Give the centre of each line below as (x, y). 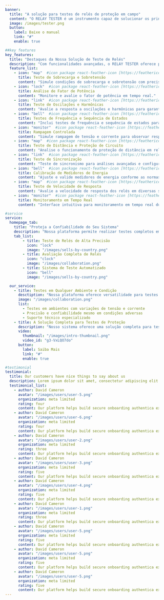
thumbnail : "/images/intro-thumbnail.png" (66, 336)
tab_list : (24, 236)
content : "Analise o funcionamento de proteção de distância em (85, 150)
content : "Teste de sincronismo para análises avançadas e (79, 164)
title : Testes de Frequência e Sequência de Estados (73, 118)
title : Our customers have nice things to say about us (67, 377)
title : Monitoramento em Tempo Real (55, 200)
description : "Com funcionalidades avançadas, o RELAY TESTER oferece (83, 64)
